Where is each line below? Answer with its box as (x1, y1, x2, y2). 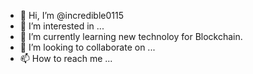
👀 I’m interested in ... (19, 20, 105, 32)
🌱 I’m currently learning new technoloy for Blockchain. (19, 31, 243, 42)
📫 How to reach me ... (19, 53, 113, 64)
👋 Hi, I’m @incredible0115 (19, 10, 125, 21)
